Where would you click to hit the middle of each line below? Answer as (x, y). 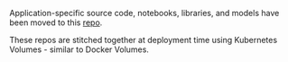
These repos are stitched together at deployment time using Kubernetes (144, 40)
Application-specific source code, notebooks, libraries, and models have (144, 13)
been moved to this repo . (56, 22)
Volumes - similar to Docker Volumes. (79, 49)
